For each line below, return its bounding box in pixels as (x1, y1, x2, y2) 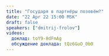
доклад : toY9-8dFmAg (11, 36, 62, 41)
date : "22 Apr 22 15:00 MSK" (6, 14, 78, 20)
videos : (6, 30, 25, 36)
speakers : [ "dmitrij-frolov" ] (6, 24, 81, 31)
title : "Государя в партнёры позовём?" (6, 8, 104, 15)
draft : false (6, 19, 38, 25)
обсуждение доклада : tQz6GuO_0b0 (11, 41, 94, 47)
